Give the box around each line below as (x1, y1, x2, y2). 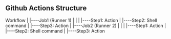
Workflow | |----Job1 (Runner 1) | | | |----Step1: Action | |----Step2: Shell (5, 17, 157, 23)
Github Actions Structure (5, 4, 87, 12)
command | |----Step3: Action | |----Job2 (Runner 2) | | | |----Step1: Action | (5, 22, 166, 28)
